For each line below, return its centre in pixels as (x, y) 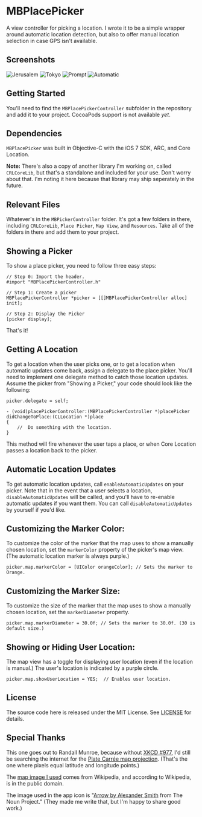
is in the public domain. (35, 783)
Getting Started (36, 94)
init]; (14, 303)
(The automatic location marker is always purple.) (68, 556)
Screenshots (31, 60)
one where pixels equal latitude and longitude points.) (73, 765)
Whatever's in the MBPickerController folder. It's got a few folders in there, (99, 219)
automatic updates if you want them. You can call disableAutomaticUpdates (99, 503)
